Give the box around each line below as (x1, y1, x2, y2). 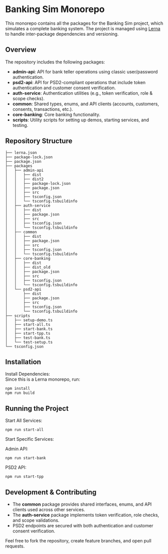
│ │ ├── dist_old (5, 264, 51, 270)
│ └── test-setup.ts (5, 339, 53, 344)
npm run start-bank (5, 456, 46, 461)
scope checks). (12, 95, 45, 101)
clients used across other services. (12, 507, 86, 512)
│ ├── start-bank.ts (5, 326, 53, 331)
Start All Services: (5, 418, 43, 424)
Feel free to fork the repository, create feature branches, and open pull (5, 538, 152, 543)
